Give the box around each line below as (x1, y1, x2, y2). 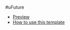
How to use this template (12, 19, 65, 25)
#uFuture (5, 4, 24, 10)
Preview (12, 14, 30, 19)
